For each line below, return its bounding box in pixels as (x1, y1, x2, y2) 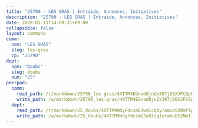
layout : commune (6, 31, 46, 37)
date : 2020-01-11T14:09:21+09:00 (6, 19, 88, 25)
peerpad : (6, 80, 28, 86)
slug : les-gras (11, 47, 49, 53)
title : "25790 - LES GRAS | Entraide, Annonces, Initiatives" (6, 8, 162, 15)
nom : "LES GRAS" (11, 42, 51, 48)
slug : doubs (11, 69, 41, 75)
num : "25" (11, 74, 35, 80)
